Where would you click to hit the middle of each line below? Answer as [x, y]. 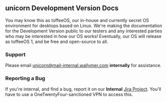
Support [16, 54]
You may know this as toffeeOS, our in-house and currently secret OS [77, 20]
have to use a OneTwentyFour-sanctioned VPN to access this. [69, 94]
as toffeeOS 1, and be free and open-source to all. [57, 41]
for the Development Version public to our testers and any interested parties [84, 31]
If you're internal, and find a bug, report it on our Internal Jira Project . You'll [83, 89]
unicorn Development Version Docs [62, 8]
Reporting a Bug [25, 78]
